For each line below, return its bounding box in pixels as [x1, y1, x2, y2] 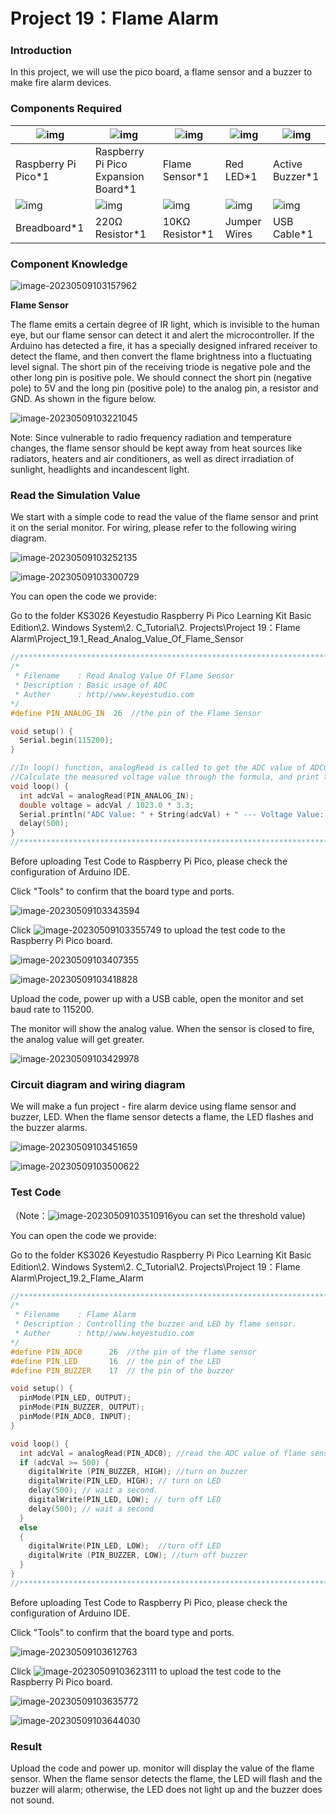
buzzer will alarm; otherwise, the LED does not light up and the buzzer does [10, 1784, 323, 1796]
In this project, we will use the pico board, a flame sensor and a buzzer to [10, 66, 313, 78]
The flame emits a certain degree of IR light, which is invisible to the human [10, 319, 320, 331]
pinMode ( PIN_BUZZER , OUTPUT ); [19, 1402, 145, 1413]
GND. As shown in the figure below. [10, 393, 157, 405]
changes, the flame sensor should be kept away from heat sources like [10, 442, 303, 454]
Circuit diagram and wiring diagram [10, 1077, 186, 1091]
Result [10, 1739, 43, 1753]
